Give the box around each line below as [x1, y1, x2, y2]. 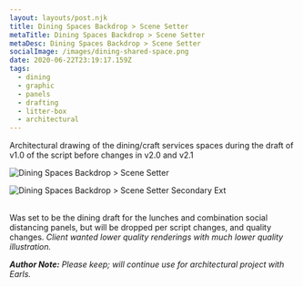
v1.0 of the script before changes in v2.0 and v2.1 [9, 149, 194, 160]
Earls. [9, 269, 32, 280]
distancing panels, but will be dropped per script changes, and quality [9, 222, 272, 233]
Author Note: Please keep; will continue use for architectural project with [9, 259, 285, 270]
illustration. [9, 241, 52, 252]
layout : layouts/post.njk [9, 13, 107, 23]
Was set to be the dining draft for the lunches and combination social [9, 212, 268, 223]
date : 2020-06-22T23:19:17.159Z [9, 56, 132, 65]
